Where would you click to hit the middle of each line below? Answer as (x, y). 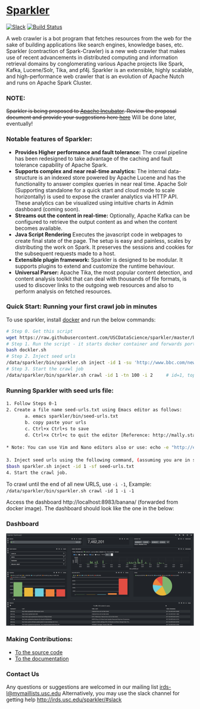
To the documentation (42, 658)
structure (26, 177)
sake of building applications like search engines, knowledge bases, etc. (95, 45)
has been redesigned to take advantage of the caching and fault (93, 158)
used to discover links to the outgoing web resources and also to (94, 285)
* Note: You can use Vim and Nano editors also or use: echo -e (87, 448)
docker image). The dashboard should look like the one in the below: (90, 508)
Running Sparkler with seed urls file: (60, 391)
